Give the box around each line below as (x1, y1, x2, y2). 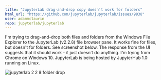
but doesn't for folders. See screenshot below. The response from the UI (5, 44, 151, 50)
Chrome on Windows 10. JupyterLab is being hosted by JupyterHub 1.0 (5, 55, 148, 61)
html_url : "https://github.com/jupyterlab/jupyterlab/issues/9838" (5, 12, 145, 17)
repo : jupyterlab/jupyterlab (5, 20, 64, 26)
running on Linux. (5, 60, 40, 66)
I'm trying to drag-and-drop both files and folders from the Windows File (5, 34, 151, 40)
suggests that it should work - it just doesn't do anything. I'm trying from (5, 50, 150, 56)
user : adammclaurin (5, 16, 45, 21)
